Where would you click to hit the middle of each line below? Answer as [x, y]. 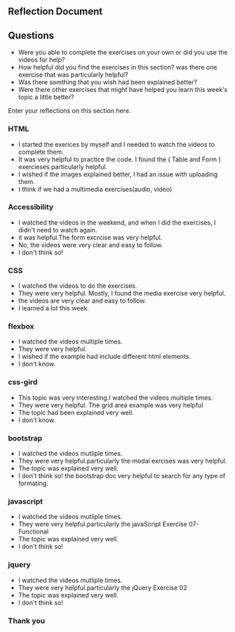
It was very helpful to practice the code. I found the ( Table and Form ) [120, 159]
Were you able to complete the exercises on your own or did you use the [123, 53]
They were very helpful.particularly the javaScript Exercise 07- [108, 524]
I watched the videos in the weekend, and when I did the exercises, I [117, 222]
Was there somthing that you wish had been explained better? [107, 82]
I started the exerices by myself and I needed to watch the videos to [116, 144]
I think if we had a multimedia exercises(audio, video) [95, 189]
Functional [33, 532]
